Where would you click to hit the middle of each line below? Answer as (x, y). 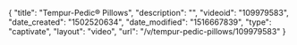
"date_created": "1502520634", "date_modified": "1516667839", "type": (140, 22)
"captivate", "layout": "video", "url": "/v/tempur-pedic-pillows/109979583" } (147, 31)
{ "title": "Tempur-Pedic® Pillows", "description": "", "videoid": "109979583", (149, 13)
